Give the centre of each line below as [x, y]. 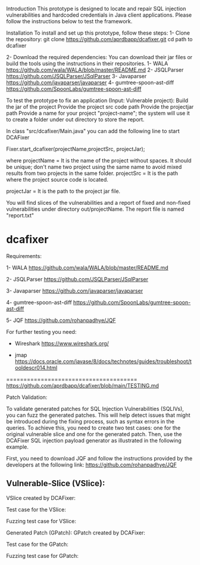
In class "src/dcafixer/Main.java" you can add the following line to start [93, 131]
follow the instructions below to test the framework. [69, 21]
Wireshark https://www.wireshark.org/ [62, 343]
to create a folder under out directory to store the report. [75, 119]
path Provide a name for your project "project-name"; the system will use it [98, 113]
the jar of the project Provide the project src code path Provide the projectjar [100, 107]
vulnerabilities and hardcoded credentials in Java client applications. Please [99, 15]
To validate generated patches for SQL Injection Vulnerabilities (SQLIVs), [95, 409]
